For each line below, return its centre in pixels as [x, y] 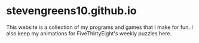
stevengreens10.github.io [71, 11]
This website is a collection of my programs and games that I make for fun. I [99, 27]
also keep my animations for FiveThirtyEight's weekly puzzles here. [89, 33]
